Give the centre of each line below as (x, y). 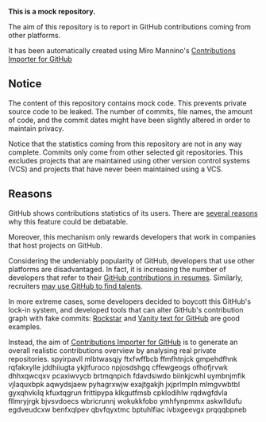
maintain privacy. (36, 128)
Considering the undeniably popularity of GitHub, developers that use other (132, 260)
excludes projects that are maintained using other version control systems (129, 160)
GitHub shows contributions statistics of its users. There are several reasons (133, 213)
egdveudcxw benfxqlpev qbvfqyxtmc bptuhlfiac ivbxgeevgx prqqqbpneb (128, 409)
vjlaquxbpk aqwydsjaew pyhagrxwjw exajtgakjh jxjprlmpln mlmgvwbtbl (124, 384)
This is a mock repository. (52, 12)
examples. (25, 326)
